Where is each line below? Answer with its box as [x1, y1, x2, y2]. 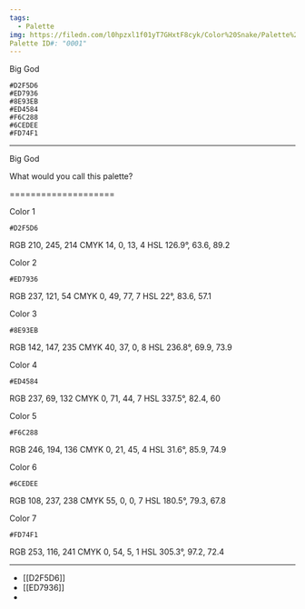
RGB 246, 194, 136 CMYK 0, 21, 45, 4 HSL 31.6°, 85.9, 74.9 [9, 444, 227, 455]
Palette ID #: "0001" [9, 38, 88, 48]
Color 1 [9, 206, 36, 217]
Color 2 [9, 257, 38, 268]
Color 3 [9, 308, 38, 319]
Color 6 [9, 462, 38, 473]
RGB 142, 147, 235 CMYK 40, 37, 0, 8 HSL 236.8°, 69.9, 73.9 [9, 342, 233, 353]
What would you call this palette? [9, 171, 133, 182]
